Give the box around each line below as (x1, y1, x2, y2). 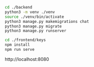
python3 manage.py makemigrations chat (5, 19, 89, 24)
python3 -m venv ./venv (5, 9, 55, 15)
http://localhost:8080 (5, 56, 49, 62)
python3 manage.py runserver (5, 28, 67, 33)
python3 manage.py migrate (5, 23, 62, 29)
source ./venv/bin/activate (5, 14, 65, 19)
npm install (5, 42, 30, 48)
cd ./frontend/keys (5, 38, 46, 43)
